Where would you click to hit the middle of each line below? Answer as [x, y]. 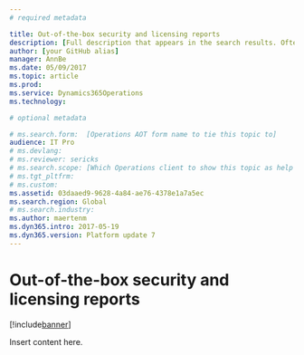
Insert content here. [46, 341]
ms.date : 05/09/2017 [48, 68]
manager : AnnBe [38, 60]
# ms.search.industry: [52, 210]
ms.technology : [38, 101]
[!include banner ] [40, 324]
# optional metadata [48, 118]
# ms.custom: [34, 185]
